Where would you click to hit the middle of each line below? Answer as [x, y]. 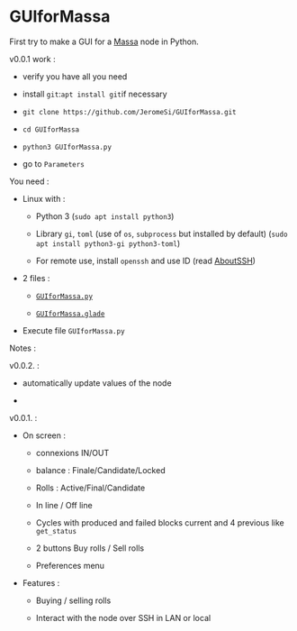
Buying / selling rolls [73, 600]
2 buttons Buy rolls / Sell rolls [90, 548]
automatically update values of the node [97, 383]
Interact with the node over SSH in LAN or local [123, 617]
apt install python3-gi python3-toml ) [108, 243]
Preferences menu [70, 565]
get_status [56, 531]
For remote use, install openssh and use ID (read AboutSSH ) [146, 261]
